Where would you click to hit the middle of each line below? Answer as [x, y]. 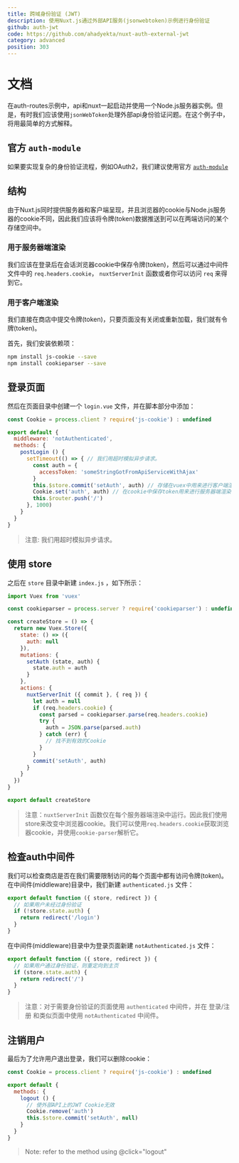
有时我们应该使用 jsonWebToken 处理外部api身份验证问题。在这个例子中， [124, 114]
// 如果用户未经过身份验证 [48, 904]
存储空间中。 [26, 227]
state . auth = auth [60, 668]
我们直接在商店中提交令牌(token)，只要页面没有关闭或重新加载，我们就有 [115, 319]
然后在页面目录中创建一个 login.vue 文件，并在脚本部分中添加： [101, 406]
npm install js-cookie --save [52, 357]
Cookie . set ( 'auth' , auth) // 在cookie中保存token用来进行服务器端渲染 [132, 492]
